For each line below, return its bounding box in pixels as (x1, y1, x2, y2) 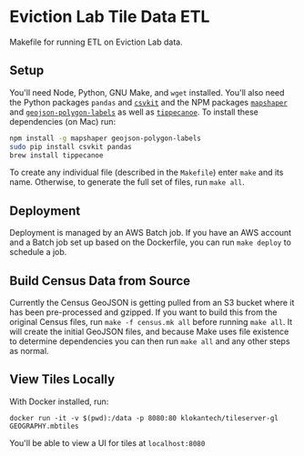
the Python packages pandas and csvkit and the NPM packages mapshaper (9, 96, 289, 107)
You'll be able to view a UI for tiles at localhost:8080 (9, 437, 206, 448)
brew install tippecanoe (9, 150, 104, 160)
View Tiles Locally (9, 371, 116, 388)
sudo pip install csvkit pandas (9, 142, 132, 151)
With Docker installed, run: (9, 396, 109, 407)
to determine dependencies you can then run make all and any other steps (9, 336, 290, 347)
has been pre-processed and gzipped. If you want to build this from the (9, 307, 278, 318)
